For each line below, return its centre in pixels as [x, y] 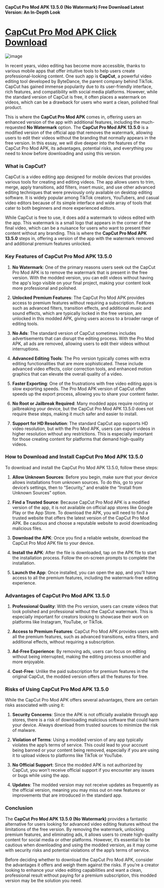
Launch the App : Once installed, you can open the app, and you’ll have [84, 572]
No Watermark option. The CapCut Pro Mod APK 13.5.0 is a [87, 127]
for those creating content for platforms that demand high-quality [78, 439]
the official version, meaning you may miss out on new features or [79, 790]
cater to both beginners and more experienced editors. [60, 208]
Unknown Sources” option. [39, 492]
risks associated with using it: [35, 705]
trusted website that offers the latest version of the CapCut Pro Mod [81, 518]
